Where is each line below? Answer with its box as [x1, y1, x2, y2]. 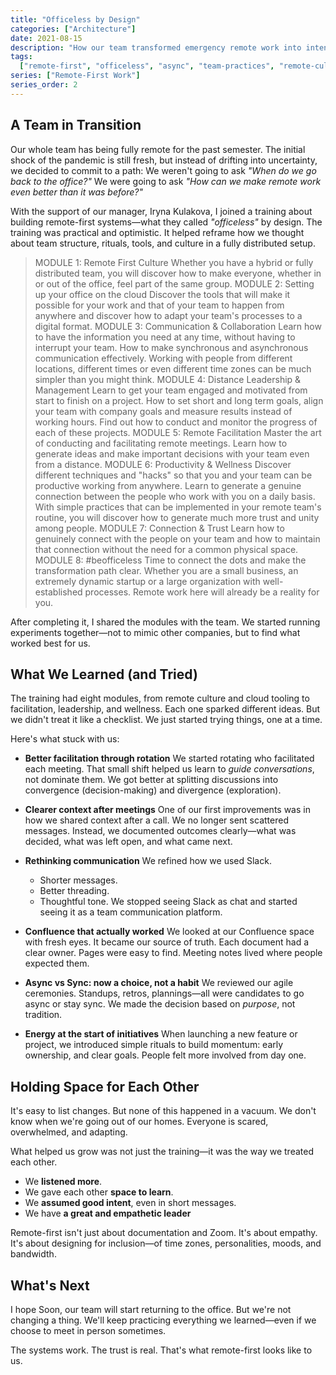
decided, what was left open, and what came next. [24, 836, 233, 848]
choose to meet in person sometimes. [10, 1325, 167, 1336]
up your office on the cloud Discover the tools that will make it [34, 288, 291, 300]
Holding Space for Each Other [10, 1078, 200, 1095]
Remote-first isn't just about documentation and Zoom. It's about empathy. [10, 1227, 318, 1239]
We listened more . [24, 1176, 103, 1188]
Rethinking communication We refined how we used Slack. [24, 855, 272, 867]
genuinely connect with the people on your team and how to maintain [34, 532, 321, 545]
